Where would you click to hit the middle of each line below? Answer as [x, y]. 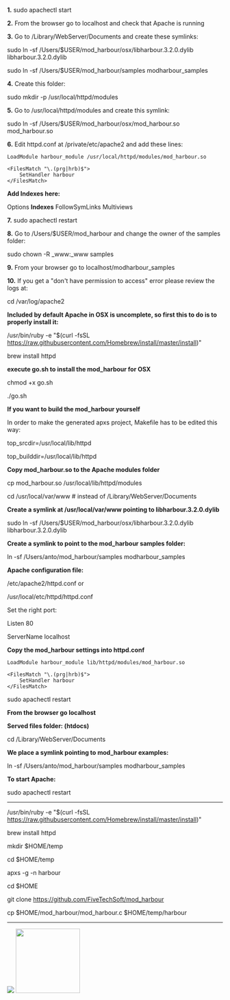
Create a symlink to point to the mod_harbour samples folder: [97, 543]
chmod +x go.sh [30, 383]
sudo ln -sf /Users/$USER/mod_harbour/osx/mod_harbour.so [93, 124]
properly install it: [33, 322]
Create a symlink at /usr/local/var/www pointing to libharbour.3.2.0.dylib [113, 510]
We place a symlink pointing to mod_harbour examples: [88, 752]
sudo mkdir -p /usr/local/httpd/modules [63, 97]
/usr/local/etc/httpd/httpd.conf [50, 596]
